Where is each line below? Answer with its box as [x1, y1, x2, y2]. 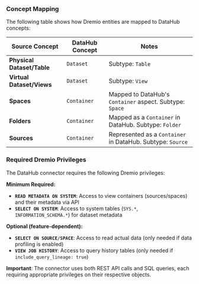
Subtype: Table [108, 60, 151, 68]
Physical [9, 56, 34, 64]
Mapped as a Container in [108, 113, 181, 122]
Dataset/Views [9, 81, 52, 89]
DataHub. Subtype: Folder [108, 121, 182, 129]
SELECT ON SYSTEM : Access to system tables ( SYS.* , [14, 204, 138, 212]
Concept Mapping [6, 5, 59, 13]
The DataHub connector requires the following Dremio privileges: [6, 169, 165, 176]
